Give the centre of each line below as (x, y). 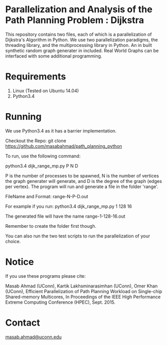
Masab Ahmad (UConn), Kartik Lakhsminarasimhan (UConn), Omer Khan (81, 286)
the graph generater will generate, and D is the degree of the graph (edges (83, 181)
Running (23, 117)
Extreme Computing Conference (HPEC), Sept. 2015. (60, 302)
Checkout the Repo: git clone (36, 141)
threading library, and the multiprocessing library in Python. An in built (79, 45)
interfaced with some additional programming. (54, 56)
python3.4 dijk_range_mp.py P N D (42, 166)
